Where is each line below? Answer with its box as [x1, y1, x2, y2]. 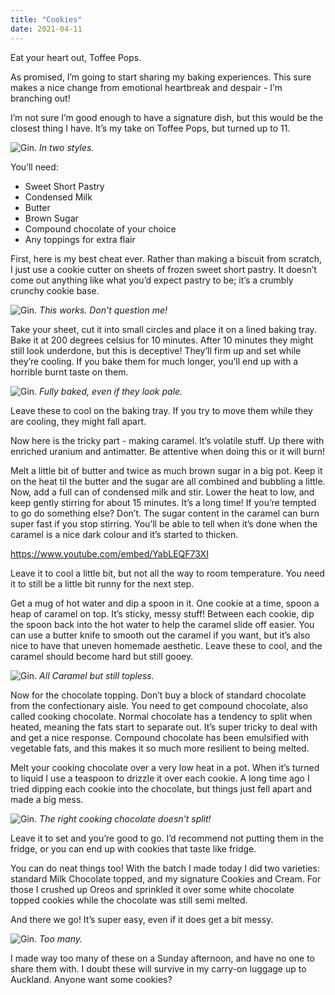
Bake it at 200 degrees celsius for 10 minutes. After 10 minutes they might [10, 334, 314, 346]
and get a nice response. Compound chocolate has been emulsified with [10, 731, 309, 743]
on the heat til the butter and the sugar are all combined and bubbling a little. [10, 475, 326, 487]
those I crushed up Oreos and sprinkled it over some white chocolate [10, 883, 295, 895]
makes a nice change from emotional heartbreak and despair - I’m [10, 81, 283, 93]
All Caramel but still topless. [39, 669, 155, 681]
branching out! [10, 92, 71, 104]
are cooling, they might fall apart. [10, 415, 147, 427]
